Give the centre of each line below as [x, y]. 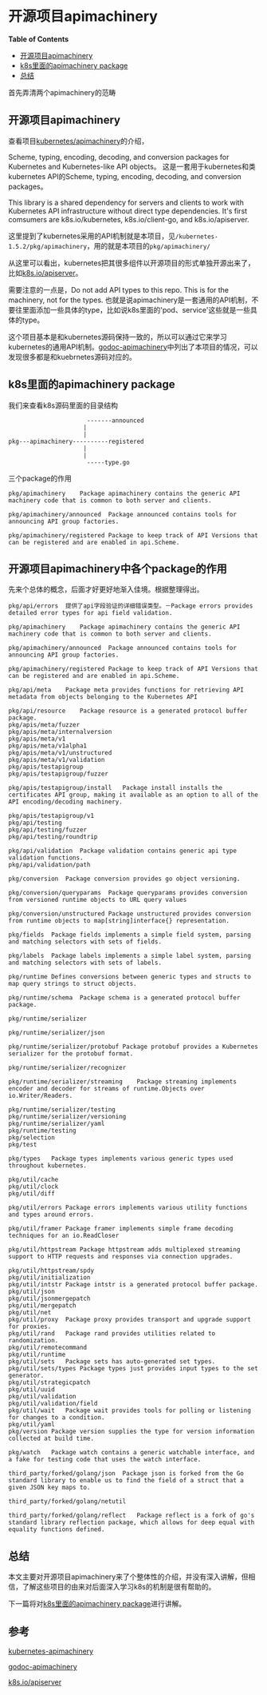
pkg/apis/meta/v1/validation [57, 760]
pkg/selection [32, 1138]
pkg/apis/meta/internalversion [60, 732]
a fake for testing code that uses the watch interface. [105, 1460]
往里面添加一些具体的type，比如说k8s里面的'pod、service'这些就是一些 [133, 309]
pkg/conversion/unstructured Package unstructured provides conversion [130, 914]
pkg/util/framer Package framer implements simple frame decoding [121, 1229]
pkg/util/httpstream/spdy [51, 1271]
